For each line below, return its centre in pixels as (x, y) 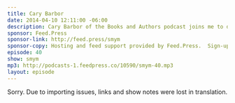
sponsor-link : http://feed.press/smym (64, 40)
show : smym (23, 59)
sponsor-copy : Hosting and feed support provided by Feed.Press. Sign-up (119, 46)
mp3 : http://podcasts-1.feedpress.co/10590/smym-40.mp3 (90, 65)
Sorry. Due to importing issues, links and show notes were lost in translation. (117, 92)
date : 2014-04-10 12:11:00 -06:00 (58, 20)
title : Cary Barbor (36, 14)
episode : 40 (24, 53)
